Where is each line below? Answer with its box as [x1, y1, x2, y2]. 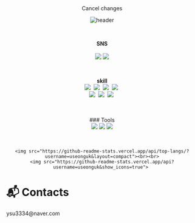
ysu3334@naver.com [6, 210, 60, 217]
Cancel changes [81, 5, 123, 12]
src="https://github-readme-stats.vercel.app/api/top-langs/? [28, 148, 190, 154]
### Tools [89, 117, 115, 123]
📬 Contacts [6, 185, 69, 199]
